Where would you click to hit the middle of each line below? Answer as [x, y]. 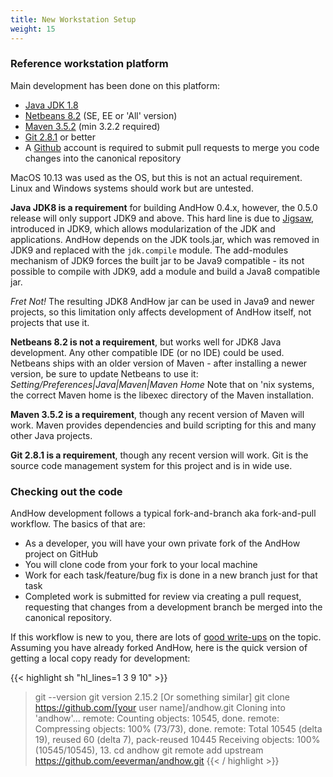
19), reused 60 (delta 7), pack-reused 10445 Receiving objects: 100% [177, 740]
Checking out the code [66, 491]
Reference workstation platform [89, 64]
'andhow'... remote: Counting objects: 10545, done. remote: [157, 718]
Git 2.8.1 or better [60, 137]
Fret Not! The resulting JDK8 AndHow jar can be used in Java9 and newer [162, 301]
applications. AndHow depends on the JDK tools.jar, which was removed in [165, 239]
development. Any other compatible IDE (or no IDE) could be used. [147, 352]
